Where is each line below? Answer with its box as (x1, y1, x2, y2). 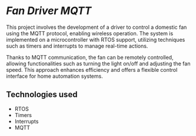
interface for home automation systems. (6, 72, 103, 79)
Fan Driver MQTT (6, 4, 92, 18)
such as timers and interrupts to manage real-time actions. (6, 42, 148, 49)
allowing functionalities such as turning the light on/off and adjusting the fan (6, 60, 191, 67)
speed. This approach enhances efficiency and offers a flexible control (6, 66, 178, 73)
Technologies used (6, 89, 78, 99)
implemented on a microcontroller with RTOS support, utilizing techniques (6, 36, 185, 43)
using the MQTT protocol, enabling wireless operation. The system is (6, 29, 174, 37)
